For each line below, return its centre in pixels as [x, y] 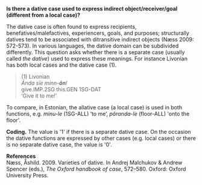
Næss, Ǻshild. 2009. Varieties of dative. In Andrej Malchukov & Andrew [94, 162]
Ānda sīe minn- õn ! [44, 83]
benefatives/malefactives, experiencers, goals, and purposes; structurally [98, 33]
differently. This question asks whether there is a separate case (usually [96, 52]
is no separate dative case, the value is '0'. [59, 144]
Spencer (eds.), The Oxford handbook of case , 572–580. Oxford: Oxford [96, 169]
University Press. [27, 175]
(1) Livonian [35, 77]
